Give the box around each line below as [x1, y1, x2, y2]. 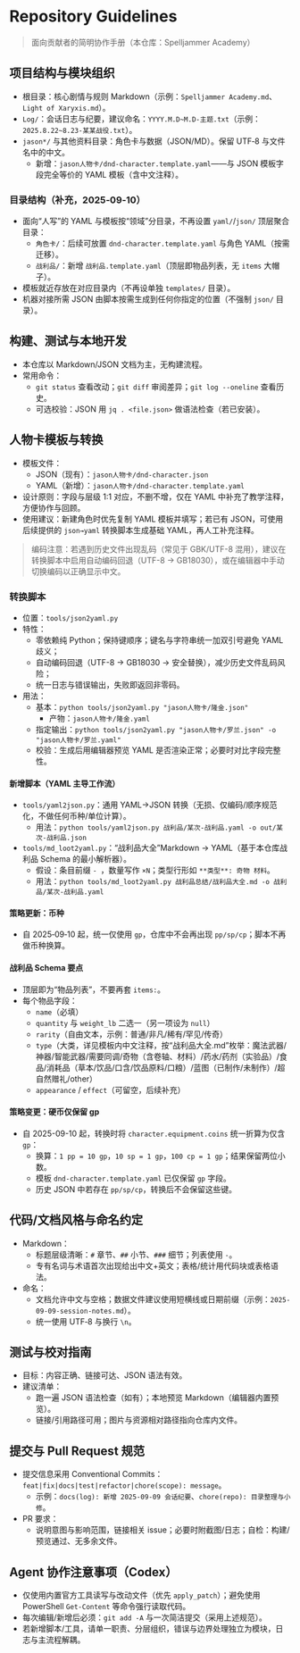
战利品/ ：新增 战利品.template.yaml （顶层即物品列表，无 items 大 [35, 261, 272, 271]
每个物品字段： [21, 995, 78, 1006]
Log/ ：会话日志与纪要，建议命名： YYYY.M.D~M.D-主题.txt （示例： [21, 113, 261, 124]
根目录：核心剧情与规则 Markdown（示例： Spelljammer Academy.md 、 [21, 91, 278, 102]
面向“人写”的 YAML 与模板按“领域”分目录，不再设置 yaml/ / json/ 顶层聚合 [21, 216, 290, 227]
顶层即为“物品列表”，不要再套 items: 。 [21, 984, 166, 995]
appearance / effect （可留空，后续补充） [35, 1084, 186, 1095]
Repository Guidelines [9, 6, 178, 27]
